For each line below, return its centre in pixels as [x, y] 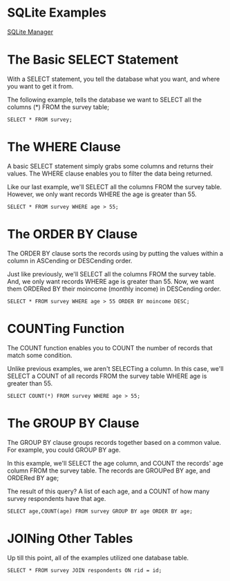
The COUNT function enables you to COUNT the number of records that [110, 347]
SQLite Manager [30, 32]
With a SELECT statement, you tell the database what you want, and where [114, 79]
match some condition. [40, 355]
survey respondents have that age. [57, 498]
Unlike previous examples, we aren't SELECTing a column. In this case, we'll [115, 368]
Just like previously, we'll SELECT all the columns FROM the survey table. [112, 274]
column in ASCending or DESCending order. [70, 260]
